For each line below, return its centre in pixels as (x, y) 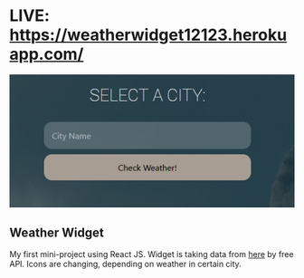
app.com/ (47, 54)
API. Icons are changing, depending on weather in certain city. (125, 264)
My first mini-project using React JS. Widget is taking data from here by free (152, 254)
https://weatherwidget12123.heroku (148, 35)
